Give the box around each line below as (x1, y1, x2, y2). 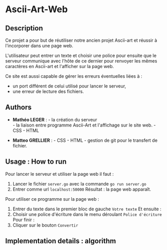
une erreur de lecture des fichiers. (12, 88, 85, 95)
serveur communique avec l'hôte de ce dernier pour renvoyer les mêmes (5, 58, 157, 64)
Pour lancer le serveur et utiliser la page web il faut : (5, 171, 114, 177)
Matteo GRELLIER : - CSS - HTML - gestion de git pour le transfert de (12, 137, 158, 143)
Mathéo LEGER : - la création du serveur (12, 116, 98, 122)
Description (5, 24, 43, 33)
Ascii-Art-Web (5, 4, 68, 15)
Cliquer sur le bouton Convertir (12, 222, 78, 228)
